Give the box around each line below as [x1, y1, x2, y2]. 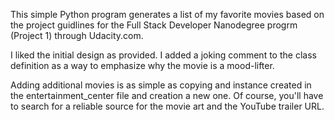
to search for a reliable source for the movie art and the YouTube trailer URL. [10, 100, 325, 112]
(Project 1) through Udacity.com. [10, 30, 144, 41]
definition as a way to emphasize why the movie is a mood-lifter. [10, 60, 275, 71]
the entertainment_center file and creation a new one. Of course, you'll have [10, 90, 324, 101]
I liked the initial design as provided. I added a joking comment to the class [10, 49, 317, 61]
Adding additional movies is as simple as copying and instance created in [10, 79, 312, 91]
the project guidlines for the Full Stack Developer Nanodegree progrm [10, 19, 298, 31]
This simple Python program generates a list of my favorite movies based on [10, 9, 325, 20]
